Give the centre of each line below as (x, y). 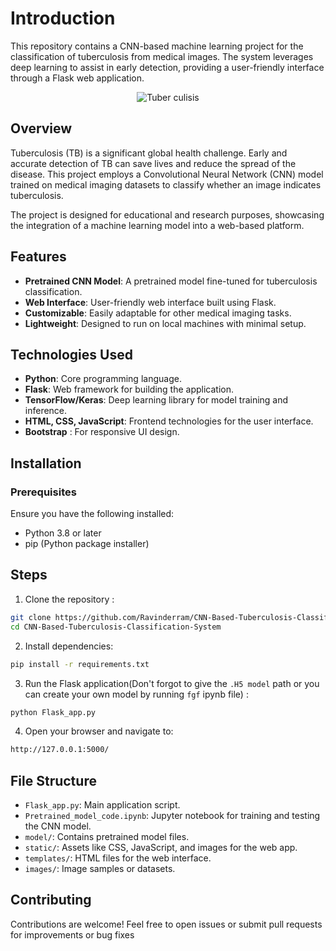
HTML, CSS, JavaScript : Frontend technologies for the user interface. (169, 421)
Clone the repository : (69, 599)
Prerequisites (43, 492)
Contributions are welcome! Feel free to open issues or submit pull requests (166, 924)
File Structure (53, 780)
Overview (41, 128)
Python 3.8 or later (63, 533)
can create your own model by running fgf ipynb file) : (136, 694)
